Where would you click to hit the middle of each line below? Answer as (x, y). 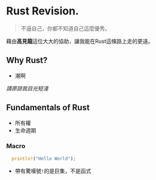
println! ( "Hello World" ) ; (44, 158)
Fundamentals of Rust (48, 108)
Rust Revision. (43, 11)
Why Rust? (27, 60)
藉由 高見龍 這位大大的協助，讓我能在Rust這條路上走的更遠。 (80, 41)
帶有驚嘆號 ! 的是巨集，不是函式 (53, 171)
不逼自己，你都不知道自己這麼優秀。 (65, 28)
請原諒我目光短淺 (27, 88)
